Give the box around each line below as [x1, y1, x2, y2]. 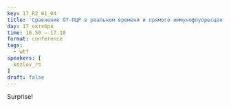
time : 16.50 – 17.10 [7, 29, 67, 36]
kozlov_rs [13, 61, 41, 68]
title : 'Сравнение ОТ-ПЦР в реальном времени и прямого [7, 16, 170, 23]
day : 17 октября [7, 23, 54, 29]
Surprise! [7, 93, 33, 101]
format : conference [7, 36, 63, 43]
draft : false [7, 73, 45, 81]
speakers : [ [7, 55, 41, 62]
